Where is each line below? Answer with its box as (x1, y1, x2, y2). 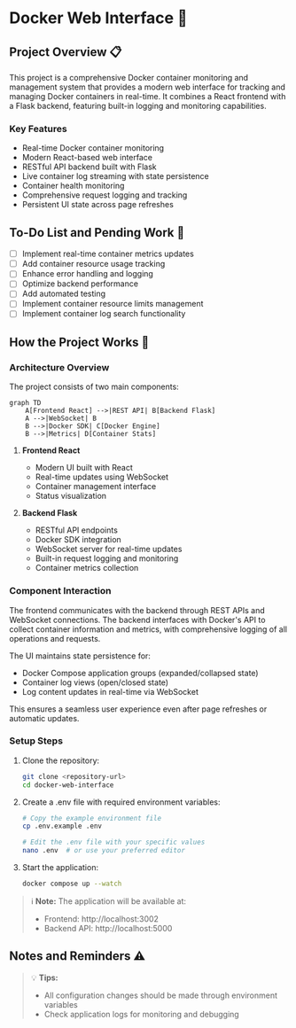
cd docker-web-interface (21, 780, 114, 790)
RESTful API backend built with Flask (21, 161, 157, 172)
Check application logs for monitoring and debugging (43, 1009, 239, 1019)
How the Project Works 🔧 (9, 334, 150, 349)
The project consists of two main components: (9, 381, 179, 393)
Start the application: (21, 862, 99, 873)
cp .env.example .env (21, 822, 102, 831)
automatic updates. (9, 713, 80, 723)
